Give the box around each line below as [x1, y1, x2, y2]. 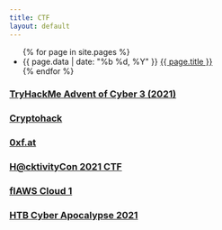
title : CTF [9, 13, 50, 23]
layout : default [9, 22, 70, 31]
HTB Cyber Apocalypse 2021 [9, 209, 138, 222]
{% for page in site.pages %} [22, 46, 130, 57]
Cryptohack [9, 112, 63, 124]
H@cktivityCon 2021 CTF [9, 161, 123, 173]
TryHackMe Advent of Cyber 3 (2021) [9, 87, 177, 100]
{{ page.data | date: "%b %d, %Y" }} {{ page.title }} [22, 56, 213, 67]
